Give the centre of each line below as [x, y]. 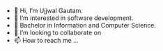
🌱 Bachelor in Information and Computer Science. [85, 25]
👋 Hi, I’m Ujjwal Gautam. [48, 11]
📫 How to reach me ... [46, 40]
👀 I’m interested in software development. [73, 18]
